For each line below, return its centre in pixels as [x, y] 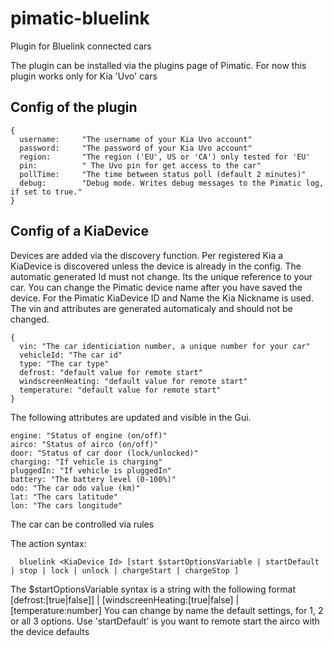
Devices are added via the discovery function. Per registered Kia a [147, 255]
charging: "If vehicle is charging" [86, 462]
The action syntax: [48, 543]
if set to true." [46, 192]
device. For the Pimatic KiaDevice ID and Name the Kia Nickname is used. [162, 298]
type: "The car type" [64, 363]
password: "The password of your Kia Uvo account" [136, 148]
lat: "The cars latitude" [64, 497]
